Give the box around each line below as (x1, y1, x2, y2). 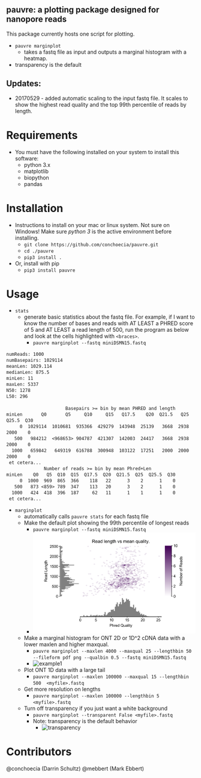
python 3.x (23, 161, 51, 168)
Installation (6, 201, 64, 215)
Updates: (6, 78, 41, 89)
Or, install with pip (14, 260, 60, 267)
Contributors (6, 745, 72, 759)
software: (14, 155, 39, 162)
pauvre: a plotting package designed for (6, 5, 160, 15)
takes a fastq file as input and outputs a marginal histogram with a (23, 48, 187, 55)
